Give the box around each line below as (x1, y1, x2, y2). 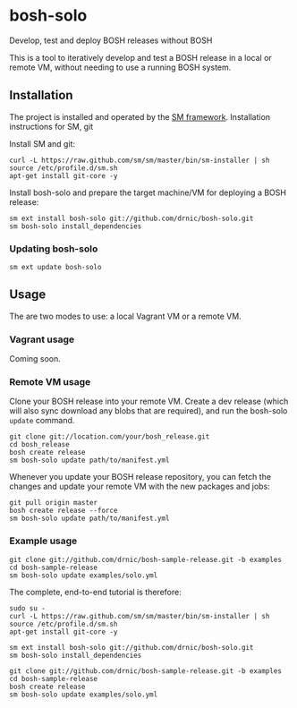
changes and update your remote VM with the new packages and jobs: (9, 481, 270, 492)
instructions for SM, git (9, 121, 94, 132)
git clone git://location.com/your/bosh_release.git (9, 432, 210, 441)
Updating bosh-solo (9, 243, 98, 255)
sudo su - (9, 603, 47, 613)
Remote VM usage (9, 376, 91, 388)
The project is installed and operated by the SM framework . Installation (9, 111, 271, 122)
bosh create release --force (9, 507, 118, 516)
